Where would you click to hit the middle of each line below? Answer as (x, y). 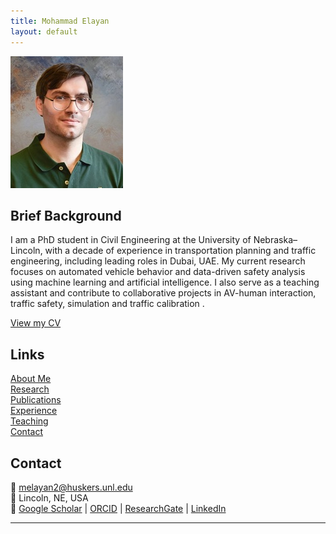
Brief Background (66, 215)
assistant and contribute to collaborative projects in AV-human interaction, (163, 293)
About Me (31, 379)
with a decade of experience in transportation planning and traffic (180, 251)
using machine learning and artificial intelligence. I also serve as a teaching (165, 282)
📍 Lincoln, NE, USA (49, 497)
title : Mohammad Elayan (60, 21)
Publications (36, 400)
